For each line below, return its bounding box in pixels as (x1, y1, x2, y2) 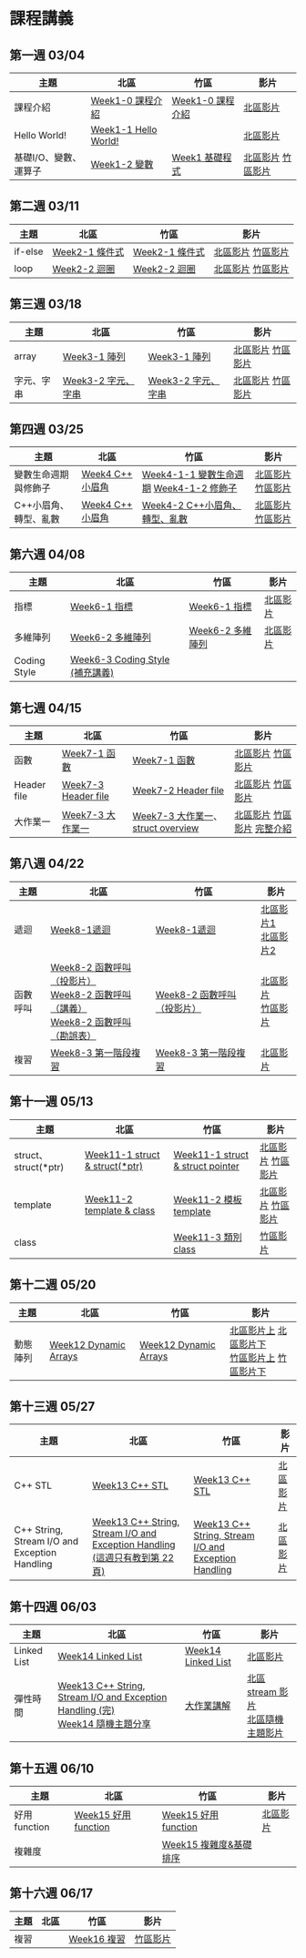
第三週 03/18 (9, 297, 82, 312)
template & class (85, 1204, 156, 1217)
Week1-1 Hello (90, 124, 158, 136)
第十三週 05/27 (9, 1399, 96, 1414)
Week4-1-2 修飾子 (153, 482, 238, 495)
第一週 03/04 (9, 47, 86, 63)
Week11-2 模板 (173, 1193, 243, 1206)
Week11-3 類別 (173, 1230, 243, 1243)
